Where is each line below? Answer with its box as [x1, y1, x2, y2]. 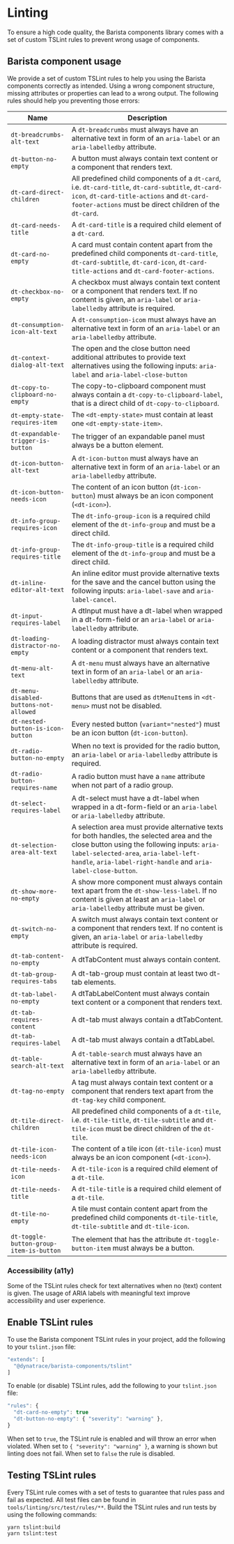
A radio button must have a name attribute [71, 771, 205, 781]
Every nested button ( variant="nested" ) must [71, 719, 221, 729]
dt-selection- [10, 841, 58, 849]
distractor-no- [10, 642, 61, 649]
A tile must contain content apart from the [71, 1204, 208, 1213]
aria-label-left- [142, 849, 201, 857]
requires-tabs [10, 977, 58, 985]
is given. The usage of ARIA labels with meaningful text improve [7, 1289, 190, 1298]
